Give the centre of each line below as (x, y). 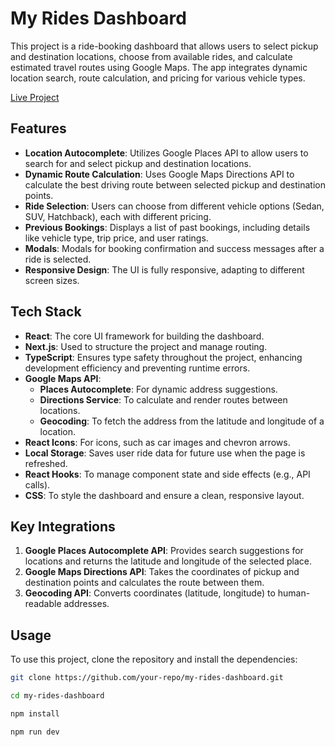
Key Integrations (63, 526)
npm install (35, 713)
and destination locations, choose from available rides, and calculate (151, 56)
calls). (37, 484)
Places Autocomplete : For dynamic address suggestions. (158, 389)
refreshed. (46, 463)
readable (43, 604)
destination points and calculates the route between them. (144, 583)
